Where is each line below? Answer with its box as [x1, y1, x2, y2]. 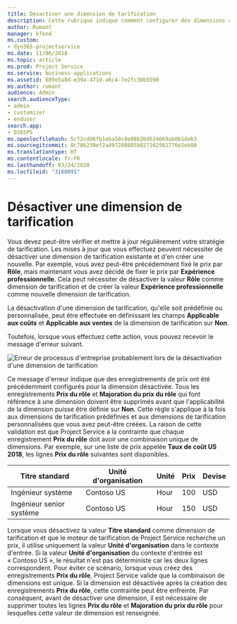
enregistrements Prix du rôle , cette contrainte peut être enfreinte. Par [7, 586, 209, 594]
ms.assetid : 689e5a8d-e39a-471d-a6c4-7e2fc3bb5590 [7, 76, 159, 83]
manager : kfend [7, 30, 52, 37]
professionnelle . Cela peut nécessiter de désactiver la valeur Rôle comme [7, 275, 224, 283]
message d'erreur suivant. [7, 340, 84, 348]
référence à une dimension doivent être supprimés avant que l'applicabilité [7, 397, 225, 405]
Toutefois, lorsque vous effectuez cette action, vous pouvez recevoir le [7, 332, 214, 340]
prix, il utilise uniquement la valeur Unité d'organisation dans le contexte [7, 541, 219, 549]
